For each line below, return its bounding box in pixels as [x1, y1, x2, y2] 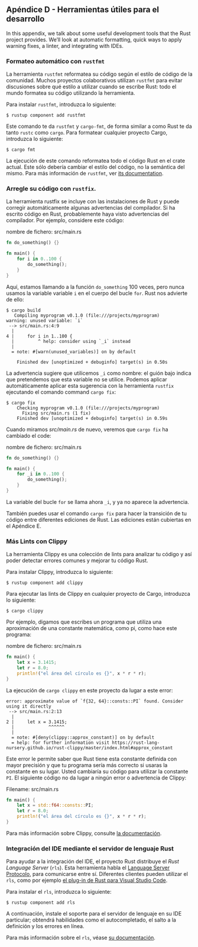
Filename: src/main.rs [6, 785, 59, 792]
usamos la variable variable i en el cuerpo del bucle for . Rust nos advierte [6, 290, 188, 297]
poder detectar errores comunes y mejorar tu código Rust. [6, 557, 148, 564]
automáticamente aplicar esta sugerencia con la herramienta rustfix [6, 382, 174, 389]
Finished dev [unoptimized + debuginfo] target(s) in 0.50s [17, 359, 168, 365]
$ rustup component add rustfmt [6, 113, 86, 118]
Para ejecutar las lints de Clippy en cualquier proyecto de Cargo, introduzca [6, 590, 190, 598]
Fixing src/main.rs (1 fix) [21, 410, 92, 416]
